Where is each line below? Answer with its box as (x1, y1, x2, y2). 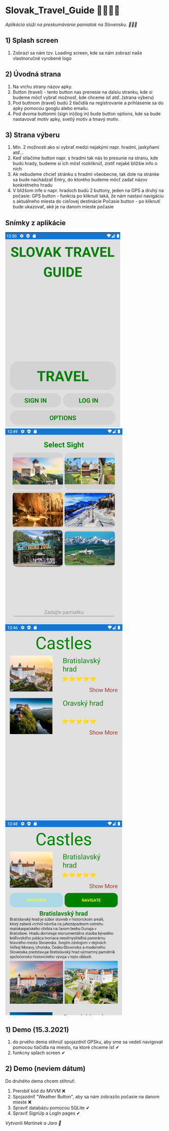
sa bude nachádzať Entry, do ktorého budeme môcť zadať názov (12, 177, 148, 183)
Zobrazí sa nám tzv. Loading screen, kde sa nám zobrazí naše (12, 49, 142, 56)
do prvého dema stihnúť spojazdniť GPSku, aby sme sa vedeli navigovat (12, 1039, 163, 1045)
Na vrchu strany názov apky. (12, 84, 73, 90)
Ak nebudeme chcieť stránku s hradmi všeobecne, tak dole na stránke (12, 171, 160, 177)
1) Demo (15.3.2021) (5, 1025, 70, 1034)
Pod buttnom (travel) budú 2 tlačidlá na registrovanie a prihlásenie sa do (12, 99, 164, 106)
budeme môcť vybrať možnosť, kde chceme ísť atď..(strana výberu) (12, 94, 154, 100)
